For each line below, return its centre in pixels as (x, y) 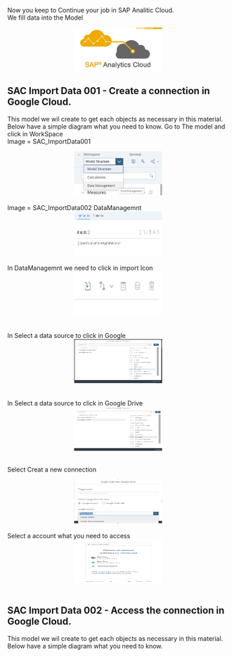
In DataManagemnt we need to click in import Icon (80, 268)
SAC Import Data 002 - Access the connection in (116, 611)
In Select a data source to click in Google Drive (75, 403)
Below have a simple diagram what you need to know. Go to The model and (116, 126)
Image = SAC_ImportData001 (49, 141)
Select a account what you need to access (69, 535)
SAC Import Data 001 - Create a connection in (109, 91)
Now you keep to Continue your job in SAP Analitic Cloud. (91, 10)
